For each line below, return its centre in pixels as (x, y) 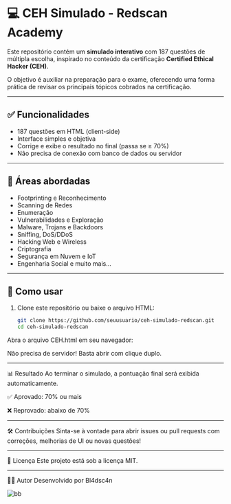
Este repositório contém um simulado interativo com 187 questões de (106, 51)
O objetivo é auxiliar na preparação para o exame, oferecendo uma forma (111, 79)
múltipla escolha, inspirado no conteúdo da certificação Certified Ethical (111, 58)
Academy (35, 33)
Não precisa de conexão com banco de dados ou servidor (99, 153)
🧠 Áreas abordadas (49, 182)
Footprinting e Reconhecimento (62, 198)
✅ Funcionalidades (48, 115)
